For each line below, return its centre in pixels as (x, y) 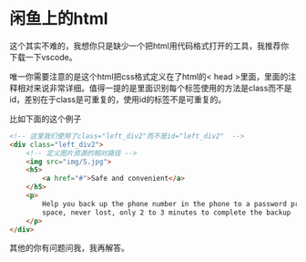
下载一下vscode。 (43, 57)
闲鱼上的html (59, 19)
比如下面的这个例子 (46, 119)
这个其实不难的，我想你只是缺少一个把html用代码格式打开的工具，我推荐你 (149, 46)
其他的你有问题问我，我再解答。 (69, 248)
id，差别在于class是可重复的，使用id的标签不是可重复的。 (117, 99)
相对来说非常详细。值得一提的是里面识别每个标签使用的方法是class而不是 (155, 88)
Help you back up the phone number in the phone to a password (164, 204)
